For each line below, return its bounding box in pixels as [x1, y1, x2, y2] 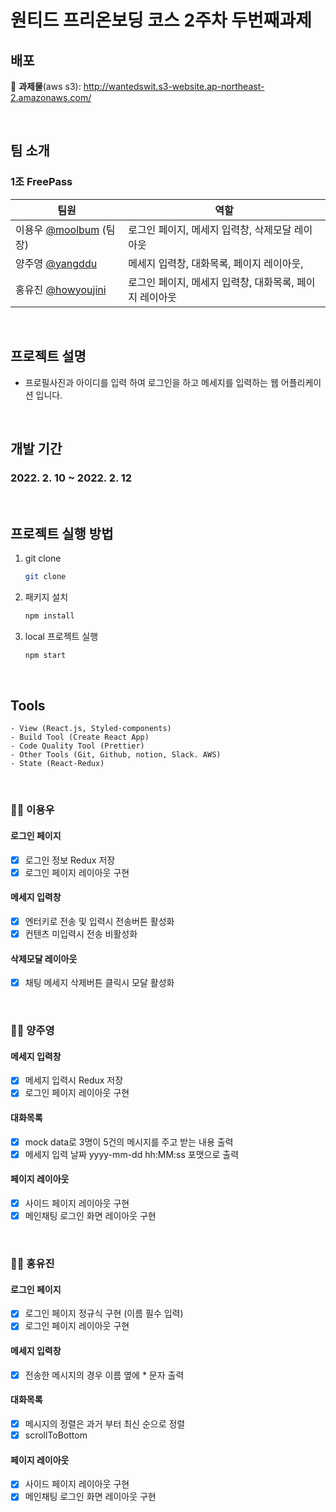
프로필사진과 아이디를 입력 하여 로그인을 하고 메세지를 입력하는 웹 [24, 376, 279, 388]
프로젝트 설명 [10, 348, 87, 365]
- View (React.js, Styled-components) [10, 724, 172, 734]
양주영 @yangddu [15, 256, 98, 270]
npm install [24, 611, 75, 621]
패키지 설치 [24, 591, 69, 603]
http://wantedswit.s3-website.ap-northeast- [83, 81, 265, 92]
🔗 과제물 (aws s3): [10, 81, 82, 92]
